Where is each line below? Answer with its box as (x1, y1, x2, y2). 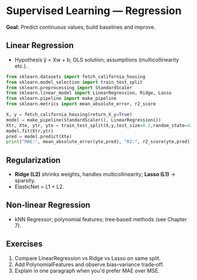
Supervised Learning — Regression (6, 4, 182, 18)
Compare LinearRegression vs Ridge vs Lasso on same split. (14, 254, 161, 262)
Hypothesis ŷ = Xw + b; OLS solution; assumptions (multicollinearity (14, 56, 179, 63)
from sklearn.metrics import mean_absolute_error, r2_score (6, 101, 157, 107)
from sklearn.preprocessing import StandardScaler (6, 85, 133, 90)
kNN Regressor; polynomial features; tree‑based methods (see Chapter (14, 215, 187, 222)
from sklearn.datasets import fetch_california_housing (6, 73, 145, 80)
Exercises (6, 239, 43, 249)
